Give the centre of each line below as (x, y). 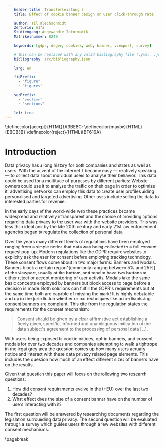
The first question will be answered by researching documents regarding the (82, 414)
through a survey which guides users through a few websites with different (80, 424)
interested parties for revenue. (36, 202)
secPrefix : (25, 95)
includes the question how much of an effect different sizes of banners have (82, 360)
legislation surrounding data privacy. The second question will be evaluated (81, 419)
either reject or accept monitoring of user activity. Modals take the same (78, 278)
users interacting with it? (37, 404)
